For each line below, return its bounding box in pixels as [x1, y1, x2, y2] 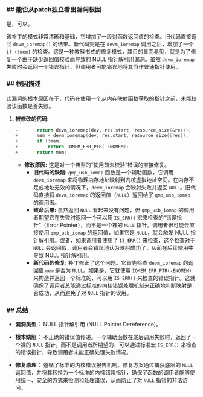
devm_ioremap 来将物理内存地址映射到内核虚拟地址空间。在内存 [33, 176, 189, 183]
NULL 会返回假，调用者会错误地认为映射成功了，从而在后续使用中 [33, 244, 194, 251]
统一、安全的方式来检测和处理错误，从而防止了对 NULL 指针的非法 [20, 376, 183, 384]
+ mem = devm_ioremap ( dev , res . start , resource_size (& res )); [14, 133, 189, 139]
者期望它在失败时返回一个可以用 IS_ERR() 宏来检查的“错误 [33, 214, 177, 221]
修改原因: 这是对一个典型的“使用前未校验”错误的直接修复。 [24, 161, 170, 168]
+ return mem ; [14, 150, 67, 156]
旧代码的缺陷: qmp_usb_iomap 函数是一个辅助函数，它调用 [33, 168, 174, 176]
